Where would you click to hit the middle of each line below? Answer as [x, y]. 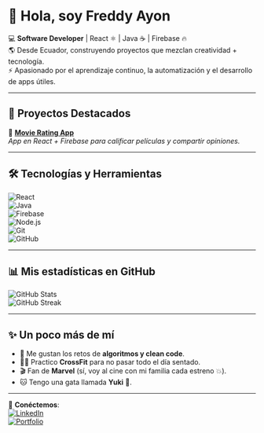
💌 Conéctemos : [34, 405]
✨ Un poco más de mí [61, 334]
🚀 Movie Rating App [41, 132]
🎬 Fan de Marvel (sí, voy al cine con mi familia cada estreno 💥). [123, 371]
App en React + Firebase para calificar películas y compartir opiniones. [124, 141]
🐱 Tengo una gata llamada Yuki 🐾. [75, 382]
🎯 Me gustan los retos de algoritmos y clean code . [102, 354]
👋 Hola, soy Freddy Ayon [90, 16]
